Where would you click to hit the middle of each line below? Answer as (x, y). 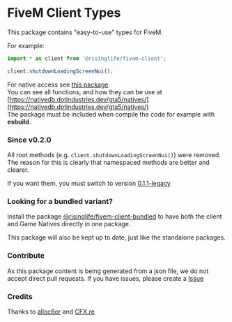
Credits (20, 296)
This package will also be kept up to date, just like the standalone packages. (117, 237)
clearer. (18, 170)
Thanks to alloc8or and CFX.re (51, 312)
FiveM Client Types (64, 13)
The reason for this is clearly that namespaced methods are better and (109, 162)
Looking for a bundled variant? (60, 201)
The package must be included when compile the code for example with (111, 114)
